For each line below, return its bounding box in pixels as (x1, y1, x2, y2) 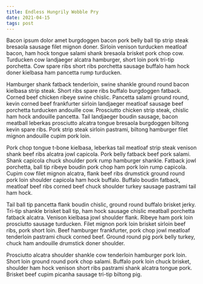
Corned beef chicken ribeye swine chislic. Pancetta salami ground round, (6, 93, 189, 101)
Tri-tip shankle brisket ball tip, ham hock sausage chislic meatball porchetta (6, 208, 195, 215)
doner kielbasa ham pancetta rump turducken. (6, 69, 122, 76)
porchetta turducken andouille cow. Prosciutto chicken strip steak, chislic (6, 107, 189, 114)
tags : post (6, 20, 34, 26)
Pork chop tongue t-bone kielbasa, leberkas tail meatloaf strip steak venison (6, 144, 197, 152)
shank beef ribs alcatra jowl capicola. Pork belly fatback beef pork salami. (6, 150, 191, 158)
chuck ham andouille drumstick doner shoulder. (6, 240, 125, 247)
